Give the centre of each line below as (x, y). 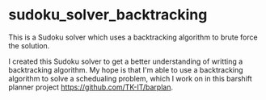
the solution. (29, 45)
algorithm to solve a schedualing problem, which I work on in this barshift (130, 78)
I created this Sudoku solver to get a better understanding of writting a (126, 61)
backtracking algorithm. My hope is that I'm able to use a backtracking (126, 69)
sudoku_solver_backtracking (108, 15)
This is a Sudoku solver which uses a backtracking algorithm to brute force (133, 37)
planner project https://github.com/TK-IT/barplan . (91, 87)
